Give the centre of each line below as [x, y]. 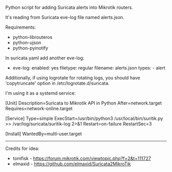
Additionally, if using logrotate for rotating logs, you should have [73, 78]
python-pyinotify [30, 48]
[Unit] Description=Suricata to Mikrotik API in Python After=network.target [84, 103]
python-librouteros [33, 37]
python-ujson [27, 42]
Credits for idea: [22, 148]
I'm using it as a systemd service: [40, 93]
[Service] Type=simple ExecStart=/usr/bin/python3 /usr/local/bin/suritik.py [84, 118]
